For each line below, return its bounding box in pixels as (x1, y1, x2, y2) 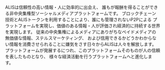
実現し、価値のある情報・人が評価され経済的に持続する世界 (39, 23, 161, 29)
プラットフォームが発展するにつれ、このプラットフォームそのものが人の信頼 (5, 47, 161, 53)
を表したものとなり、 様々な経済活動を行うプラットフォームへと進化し (5, 54, 148, 59)
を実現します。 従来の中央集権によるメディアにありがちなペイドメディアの (5, 29, 157, 35)
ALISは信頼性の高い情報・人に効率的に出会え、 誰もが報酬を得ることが (5, 4, 150, 10)
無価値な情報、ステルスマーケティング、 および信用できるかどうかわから (5, 35, 153, 41)
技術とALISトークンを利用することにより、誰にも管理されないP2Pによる (5, 17, 152, 22)
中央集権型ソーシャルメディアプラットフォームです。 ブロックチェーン (13, 10, 157, 16)
